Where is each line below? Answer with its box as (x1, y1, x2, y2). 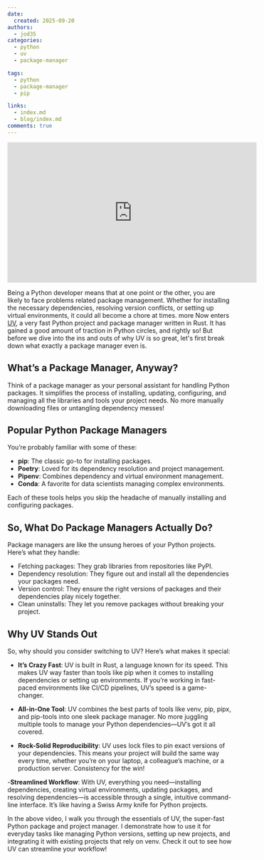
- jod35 (14, 30, 37, 38)
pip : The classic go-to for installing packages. (17, 457, 153, 465)
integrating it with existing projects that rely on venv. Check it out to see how (7, 837, 232, 845)
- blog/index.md (14, 115, 62, 123)
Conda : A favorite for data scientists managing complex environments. (17, 480, 226, 488)
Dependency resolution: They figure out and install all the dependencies (17, 569, 229, 578)
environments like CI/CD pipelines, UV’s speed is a (38, 683, 186, 692)
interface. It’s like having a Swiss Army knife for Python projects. (19, 801, 208, 809)
